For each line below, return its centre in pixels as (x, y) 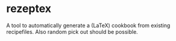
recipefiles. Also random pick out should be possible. (72, 31)
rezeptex (29, 9)
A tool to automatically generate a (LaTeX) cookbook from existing (88, 25)
